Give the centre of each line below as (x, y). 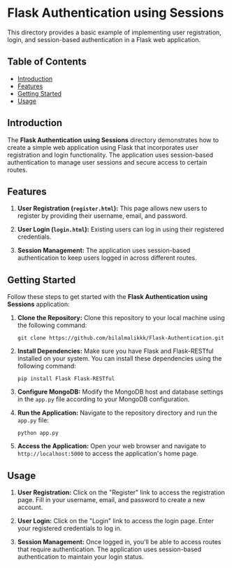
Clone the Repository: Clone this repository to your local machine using (121, 318)
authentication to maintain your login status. (81, 557)
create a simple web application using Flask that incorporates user (103, 147)
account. (30, 507)
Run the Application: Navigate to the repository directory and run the (117, 413)
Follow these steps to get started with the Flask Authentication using (108, 297)
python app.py (38, 433)
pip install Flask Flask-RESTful (66, 379)
